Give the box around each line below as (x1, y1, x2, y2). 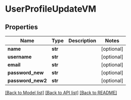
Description (68, 38, 96, 44)
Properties (5, 23, 38, 31)
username (7, 54, 32, 60)
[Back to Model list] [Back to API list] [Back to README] (5, 90, 117, 96)
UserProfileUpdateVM (5, 3, 96, 15)
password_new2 (7, 77, 47, 84)
